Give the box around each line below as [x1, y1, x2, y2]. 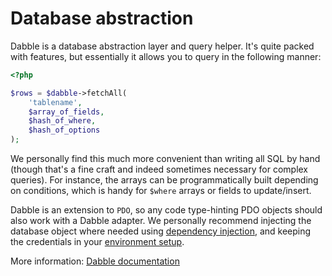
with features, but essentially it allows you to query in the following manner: [10, 50, 322, 62]
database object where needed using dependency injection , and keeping [10, 225, 312, 237]
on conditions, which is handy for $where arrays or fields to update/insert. [10, 185, 312, 197]
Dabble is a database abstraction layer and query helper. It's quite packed [10, 40, 315, 52]
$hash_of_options [28, 125, 101, 136]
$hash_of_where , [28, 116, 97, 126]
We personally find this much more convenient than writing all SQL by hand [10, 153, 321, 165]
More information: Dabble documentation [10, 255, 180, 267]
